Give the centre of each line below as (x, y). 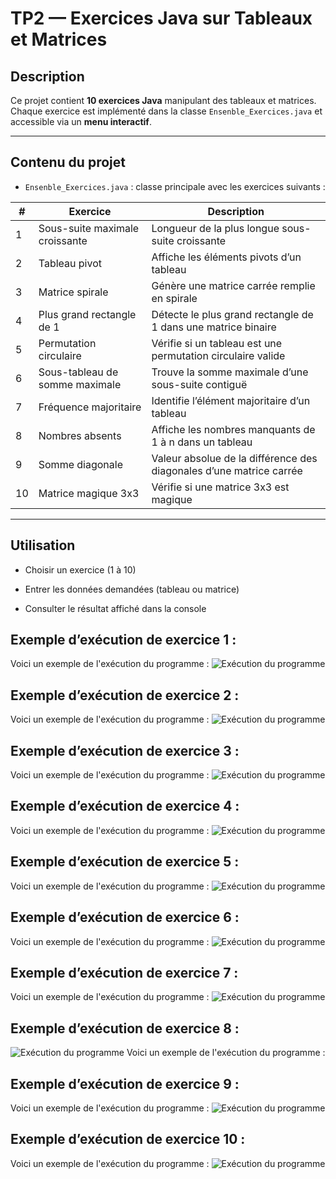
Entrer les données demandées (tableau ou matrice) (132, 589)
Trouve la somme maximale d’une (230, 372)
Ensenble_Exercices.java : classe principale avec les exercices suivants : (175, 186)
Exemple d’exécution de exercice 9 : (125, 1083)
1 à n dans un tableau (202, 442)
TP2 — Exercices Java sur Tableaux (161, 18)
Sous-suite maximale (89, 228)
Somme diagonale (80, 464)
